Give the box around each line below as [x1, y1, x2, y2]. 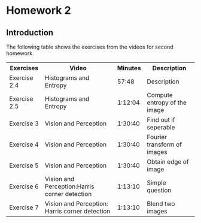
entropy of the [147, 98, 187, 107]
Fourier [147, 133, 167, 141]
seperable [147, 123, 175, 131]
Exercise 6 [9, 182, 39, 191]
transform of [147, 140, 182, 149]
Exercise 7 [9, 203, 39, 212]
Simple [147, 179, 166, 186]
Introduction [6, 28, 54, 38]
